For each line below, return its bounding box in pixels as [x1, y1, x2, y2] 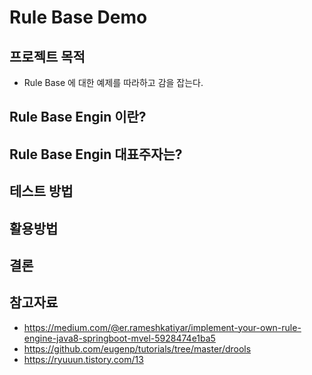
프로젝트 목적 [9, 48, 86, 65]
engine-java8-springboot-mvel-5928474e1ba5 [23, 332, 216, 344]
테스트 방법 [9, 183, 74, 200]
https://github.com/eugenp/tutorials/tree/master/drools [23, 342, 252, 355]
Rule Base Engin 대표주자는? [9, 146, 183, 163]
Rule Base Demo [9, 6, 148, 29]
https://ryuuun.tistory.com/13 [23, 353, 144, 365]
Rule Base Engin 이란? [9, 109, 147, 126]
